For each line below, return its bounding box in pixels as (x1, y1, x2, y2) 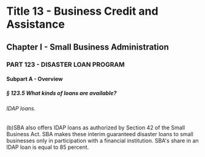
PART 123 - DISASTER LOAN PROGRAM (6, 60, 125, 69)
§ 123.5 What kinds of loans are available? (6, 89, 117, 96)
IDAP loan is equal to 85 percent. (6, 143, 89, 151)
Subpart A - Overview (6, 75, 63, 83)
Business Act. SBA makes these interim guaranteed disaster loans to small (6, 130, 194, 137)
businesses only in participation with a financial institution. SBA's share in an (6, 137, 199, 144)
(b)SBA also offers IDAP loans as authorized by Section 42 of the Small (6, 124, 185, 131)
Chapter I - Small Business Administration (6, 42, 170, 52)
